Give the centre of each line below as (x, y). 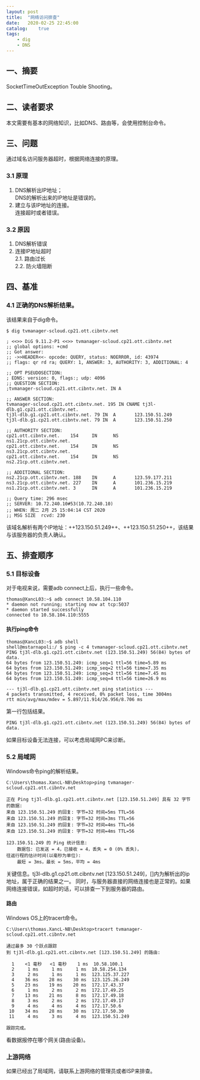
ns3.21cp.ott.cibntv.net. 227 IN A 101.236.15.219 (89, 483)
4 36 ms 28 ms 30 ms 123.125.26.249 (70, 979)
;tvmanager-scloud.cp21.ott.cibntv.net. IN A (64, 389)
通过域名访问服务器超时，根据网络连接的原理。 (64, 159)
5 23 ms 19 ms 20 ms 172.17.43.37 (68, 985)
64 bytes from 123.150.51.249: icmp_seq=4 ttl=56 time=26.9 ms (87, 679)
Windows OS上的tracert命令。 (43, 918)
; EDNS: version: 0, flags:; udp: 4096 (56, 378)
